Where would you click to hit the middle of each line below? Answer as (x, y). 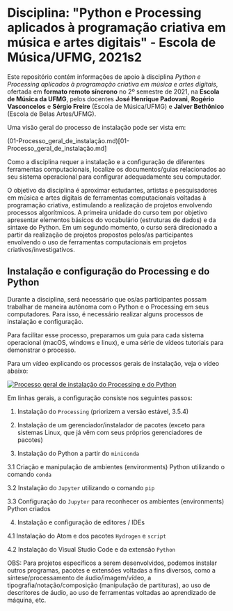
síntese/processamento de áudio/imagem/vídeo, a (79, 577)
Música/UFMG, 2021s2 (75, 58)
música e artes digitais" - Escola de (112, 43)
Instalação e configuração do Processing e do (109, 271)
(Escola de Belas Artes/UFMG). (52, 114)
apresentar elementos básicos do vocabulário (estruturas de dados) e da (112, 220)
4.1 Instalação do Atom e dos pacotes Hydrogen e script (87, 536)
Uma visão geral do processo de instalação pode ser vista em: (97, 127)
